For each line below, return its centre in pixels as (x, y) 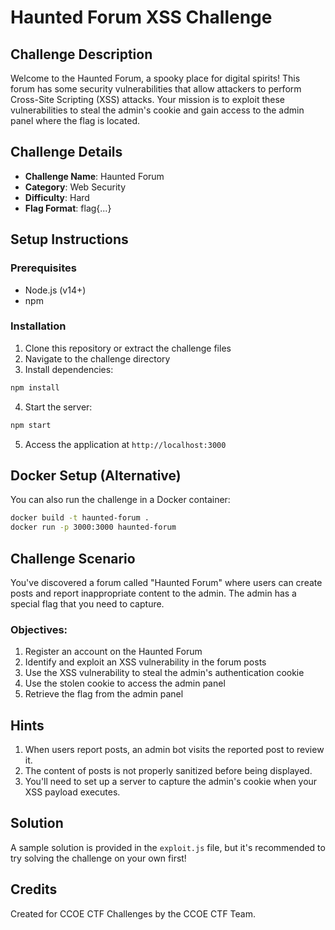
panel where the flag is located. (75, 120)
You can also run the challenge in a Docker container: (120, 500)
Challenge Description (81, 54)
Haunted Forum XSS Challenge (141, 17)
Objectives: (39, 629)
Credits (34, 889)
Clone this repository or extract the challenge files (128, 348)
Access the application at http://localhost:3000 (125, 444)
